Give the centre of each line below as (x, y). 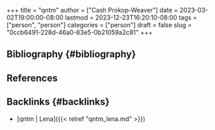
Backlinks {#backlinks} (58, 102)
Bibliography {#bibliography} (72, 54)
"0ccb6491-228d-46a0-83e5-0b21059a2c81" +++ (80, 32)
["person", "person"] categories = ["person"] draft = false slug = (99, 25)
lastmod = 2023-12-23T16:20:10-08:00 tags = (131, 17)
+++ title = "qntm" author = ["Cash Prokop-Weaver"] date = (92, 10)
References (32, 78)
